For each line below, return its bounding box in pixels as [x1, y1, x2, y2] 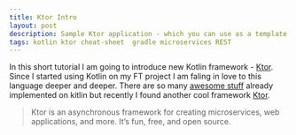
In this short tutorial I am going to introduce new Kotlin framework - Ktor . [9, 62, 274, 72]
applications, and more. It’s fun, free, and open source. [30, 116, 231, 127]
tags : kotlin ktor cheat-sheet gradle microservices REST [9, 37, 232, 47]
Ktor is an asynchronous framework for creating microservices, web [30, 107, 280, 117]
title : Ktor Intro [9, 12, 77, 22]
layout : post [9, 21, 58, 30]
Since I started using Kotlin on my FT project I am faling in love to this [9, 71, 261, 82]
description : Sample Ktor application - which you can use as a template [9, 29, 288, 38]
